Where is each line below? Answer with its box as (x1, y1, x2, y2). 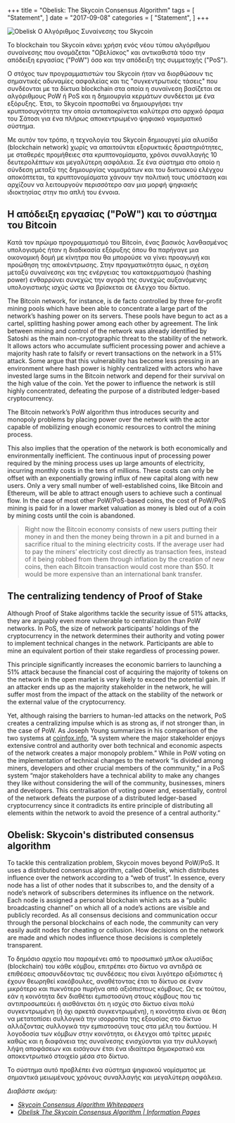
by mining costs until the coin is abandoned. (7, 511, 135, 520)
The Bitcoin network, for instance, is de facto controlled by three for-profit (7, 296, 222, 305)
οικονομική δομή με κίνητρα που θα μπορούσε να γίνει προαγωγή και (7, 253, 210, 262)
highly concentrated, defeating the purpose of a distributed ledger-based (7, 386, 220, 395)
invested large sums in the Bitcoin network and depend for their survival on (7, 372, 225, 380)
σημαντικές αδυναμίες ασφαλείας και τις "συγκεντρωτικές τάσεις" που (7, 77, 218, 85)
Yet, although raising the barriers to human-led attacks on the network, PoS (7, 711, 227, 720)
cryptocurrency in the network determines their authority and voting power (7, 631, 225, 640)
